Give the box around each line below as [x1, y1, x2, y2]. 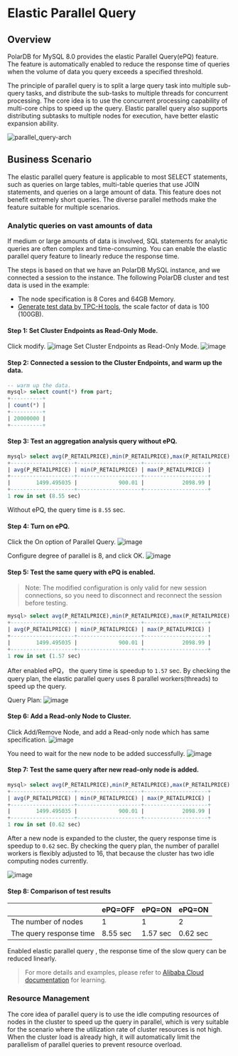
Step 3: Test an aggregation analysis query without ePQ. [7, 437, 178, 446]
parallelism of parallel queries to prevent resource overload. [7, 1040, 183, 1049]
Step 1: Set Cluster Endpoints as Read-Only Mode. [7, 326, 158, 334]
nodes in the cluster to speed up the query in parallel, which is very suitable [7, 1017, 229, 1026]
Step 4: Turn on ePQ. [7, 522, 70, 530]
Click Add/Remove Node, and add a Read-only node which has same [7, 727, 210, 736]
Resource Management [7, 993, 90, 1003]
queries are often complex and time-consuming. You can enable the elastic [7, 245, 227, 253]
